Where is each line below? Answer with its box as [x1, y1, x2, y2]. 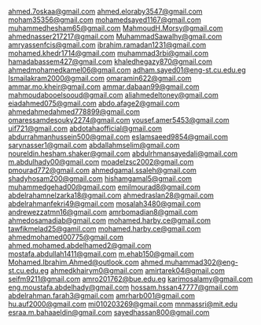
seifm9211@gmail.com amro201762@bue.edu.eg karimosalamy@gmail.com [8, 275, 253, 283]
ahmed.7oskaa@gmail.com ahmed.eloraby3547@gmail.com [8, 7, 203, 16]
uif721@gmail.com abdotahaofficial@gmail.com [8, 124, 163, 133]
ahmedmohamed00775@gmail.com [8, 232, 124, 242]
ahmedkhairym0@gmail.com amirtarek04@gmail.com [50, 266, 226, 275]
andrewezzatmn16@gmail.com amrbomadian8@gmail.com [8, 208, 198, 216]
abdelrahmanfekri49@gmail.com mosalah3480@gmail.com [8, 199, 201, 208]
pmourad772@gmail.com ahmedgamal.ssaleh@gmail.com [8, 165, 197, 175]
